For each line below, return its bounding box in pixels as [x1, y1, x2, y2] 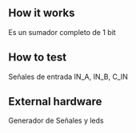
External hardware [8, 95, 102, 108]
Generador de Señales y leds [8, 115, 104, 126]
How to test [8, 51, 66, 65]
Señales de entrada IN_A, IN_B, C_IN [8, 72, 128, 81]
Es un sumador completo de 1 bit [8, 27, 116, 37]
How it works [8, 6, 75, 20]
